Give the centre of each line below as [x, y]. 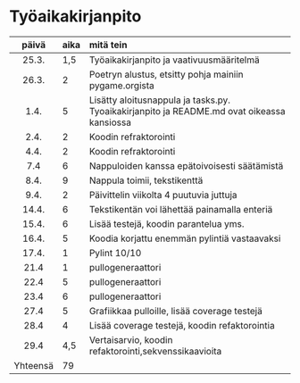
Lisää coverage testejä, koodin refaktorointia [182, 325]
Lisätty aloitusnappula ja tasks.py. [159, 100]
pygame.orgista [121, 85]
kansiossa [110, 122]
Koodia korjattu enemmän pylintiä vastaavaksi [185, 238]
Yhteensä [33, 365]
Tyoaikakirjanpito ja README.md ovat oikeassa [187, 111]
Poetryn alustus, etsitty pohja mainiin [166, 74]
